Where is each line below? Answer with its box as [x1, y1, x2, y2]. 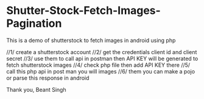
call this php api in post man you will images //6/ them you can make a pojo [6, 67, 195, 75]
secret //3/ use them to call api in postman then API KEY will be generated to [6, 55, 199, 62]
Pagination [6, 16, 62, 30]
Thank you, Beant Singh [6, 86, 66, 93]
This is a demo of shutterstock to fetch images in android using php [6, 36, 176, 44]
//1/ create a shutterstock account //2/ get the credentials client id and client [6, 48, 197, 55]
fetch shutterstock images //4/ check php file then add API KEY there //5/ [6, 61, 191, 69]
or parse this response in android [6, 74, 90, 81]
